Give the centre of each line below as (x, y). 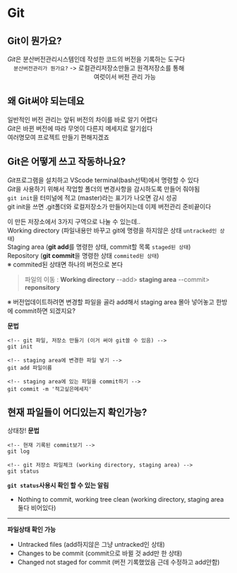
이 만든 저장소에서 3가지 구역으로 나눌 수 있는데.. (74, 221)
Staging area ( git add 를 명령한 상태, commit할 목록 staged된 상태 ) (99, 247)
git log (19, 451)
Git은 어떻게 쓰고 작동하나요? (67, 161)
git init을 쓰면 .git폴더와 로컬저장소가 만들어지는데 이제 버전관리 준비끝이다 (109, 206)
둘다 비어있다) (37, 508)
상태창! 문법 (24, 431)
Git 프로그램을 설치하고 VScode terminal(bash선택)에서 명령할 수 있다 (103, 180)
